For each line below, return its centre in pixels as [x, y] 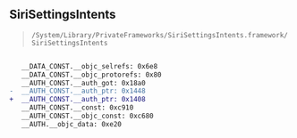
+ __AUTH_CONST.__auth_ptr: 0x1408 [77, 100]
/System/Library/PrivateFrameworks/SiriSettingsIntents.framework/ [159, 35]
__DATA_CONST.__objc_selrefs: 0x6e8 [89, 66]
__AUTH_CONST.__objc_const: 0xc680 [87, 116]
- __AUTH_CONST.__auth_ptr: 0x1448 [77, 91]
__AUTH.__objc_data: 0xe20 [72, 124]
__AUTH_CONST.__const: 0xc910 [77, 108]
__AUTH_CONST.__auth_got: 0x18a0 [83, 83]
